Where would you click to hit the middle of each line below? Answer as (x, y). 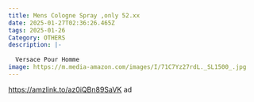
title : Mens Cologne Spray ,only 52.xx (74, 15)
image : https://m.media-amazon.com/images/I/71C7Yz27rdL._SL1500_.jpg (127, 67)
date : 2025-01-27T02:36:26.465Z (62, 23)
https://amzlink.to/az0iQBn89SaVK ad (70, 89)
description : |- (35, 45)
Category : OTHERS (37, 38)
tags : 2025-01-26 (37, 30)
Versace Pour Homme (48, 60)
